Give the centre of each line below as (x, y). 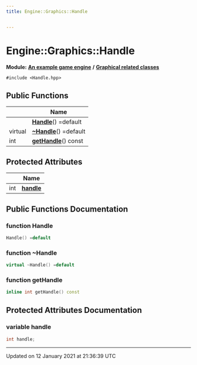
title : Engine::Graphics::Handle (47, 11)
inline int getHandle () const (43, 292)
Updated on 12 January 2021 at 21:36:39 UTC (61, 356)
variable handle (29, 327)
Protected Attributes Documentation (74, 310)
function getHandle (34, 280)
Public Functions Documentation (67, 209)
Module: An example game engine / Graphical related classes (83, 67)
